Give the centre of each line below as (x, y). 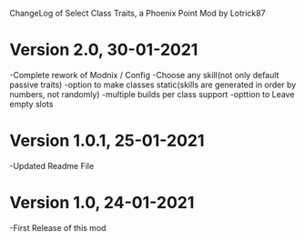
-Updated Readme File (52, 166)
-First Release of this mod (58, 227)
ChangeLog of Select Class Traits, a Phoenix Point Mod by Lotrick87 (137, 13)
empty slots (31, 104)
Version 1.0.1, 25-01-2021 (107, 141)
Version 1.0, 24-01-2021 (102, 203)
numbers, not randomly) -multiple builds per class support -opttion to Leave (152, 94)
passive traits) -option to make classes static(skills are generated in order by (153, 85)
